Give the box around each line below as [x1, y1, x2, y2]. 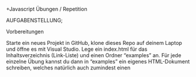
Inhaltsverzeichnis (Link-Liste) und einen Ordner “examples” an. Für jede [6, 52, 182, 58]
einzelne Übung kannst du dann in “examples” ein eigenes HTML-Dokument [6, 58, 190, 65]
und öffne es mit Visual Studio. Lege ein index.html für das [6, 45, 148, 52]
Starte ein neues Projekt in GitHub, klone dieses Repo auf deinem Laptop [6, 40, 183, 46]
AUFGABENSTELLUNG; [6, 17, 63, 23]
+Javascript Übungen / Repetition [6, 6, 87, 12]
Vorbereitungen [6, 28, 44, 35]
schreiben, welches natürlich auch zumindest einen [6, 64, 131, 71]
